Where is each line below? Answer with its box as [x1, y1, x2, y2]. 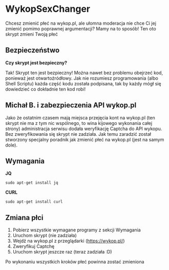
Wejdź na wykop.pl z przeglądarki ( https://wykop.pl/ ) [12, 238, 125, 244]
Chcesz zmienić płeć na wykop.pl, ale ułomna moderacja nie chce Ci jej [5, 20, 156, 26]
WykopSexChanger [5, 3, 91, 15]
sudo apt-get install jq [5, 181, 58, 186]
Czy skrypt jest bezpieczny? [5, 60, 68, 66]
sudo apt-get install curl [5, 199, 63, 205]
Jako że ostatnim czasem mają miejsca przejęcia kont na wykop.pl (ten [5, 114, 155, 121]
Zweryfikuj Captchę [12, 243, 55, 249]
